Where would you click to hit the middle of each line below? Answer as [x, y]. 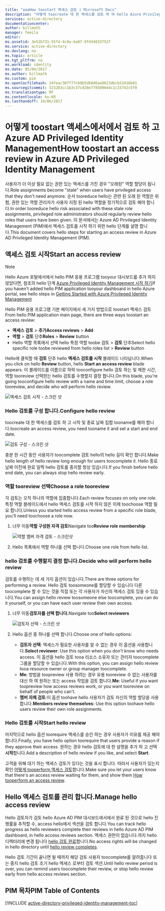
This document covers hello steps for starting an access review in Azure [83, 232]
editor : [13, 37]
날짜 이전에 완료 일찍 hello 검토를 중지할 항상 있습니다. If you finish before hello [82, 467]
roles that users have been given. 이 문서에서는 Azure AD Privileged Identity [81, 220]
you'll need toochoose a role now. [39, 516]
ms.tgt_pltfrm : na [24, 60]
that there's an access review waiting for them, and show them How [74, 775]
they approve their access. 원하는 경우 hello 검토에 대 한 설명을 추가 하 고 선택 [81, 747]
